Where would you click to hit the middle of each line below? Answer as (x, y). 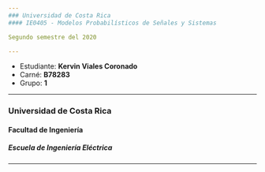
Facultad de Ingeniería (46, 129)
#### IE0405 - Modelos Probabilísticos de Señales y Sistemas (112, 23)
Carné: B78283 (45, 75)
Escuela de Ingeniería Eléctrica (60, 148)
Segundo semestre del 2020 (52, 37)
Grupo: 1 (33, 83)
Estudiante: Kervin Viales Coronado (78, 66)
